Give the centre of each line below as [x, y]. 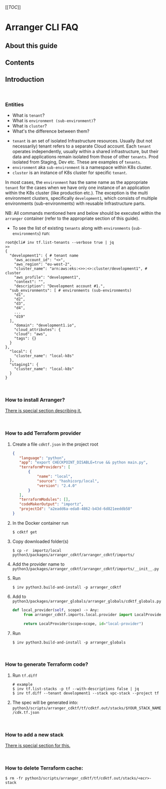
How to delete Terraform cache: [44, 768]
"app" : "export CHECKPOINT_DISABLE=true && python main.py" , [83, 463]
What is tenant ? [28, 115]
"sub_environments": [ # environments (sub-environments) [71, 291]
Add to [19, 596]
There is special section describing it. [43, 411]
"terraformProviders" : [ [45, 467]
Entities [14, 104]
